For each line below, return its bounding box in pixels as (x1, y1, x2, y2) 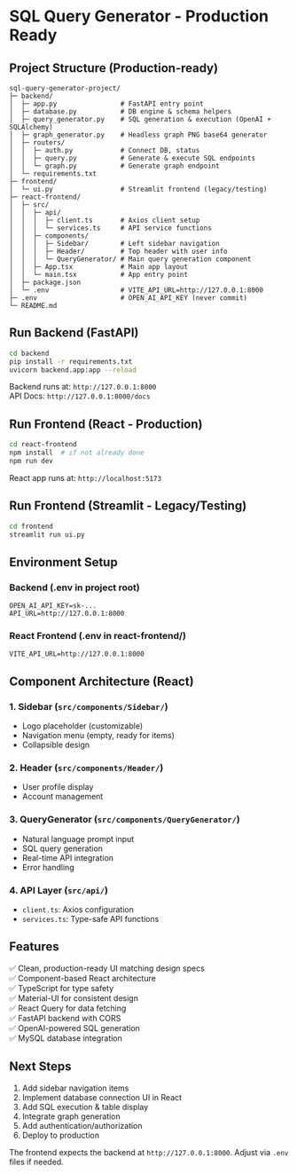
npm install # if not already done (9, 448, 145, 458)
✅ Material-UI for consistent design (9, 992, 139, 1004)
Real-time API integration (21, 852, 113, 863)
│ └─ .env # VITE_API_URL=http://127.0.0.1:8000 (9, 286, 264, 295)
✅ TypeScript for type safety (9, 982, 114, 993)
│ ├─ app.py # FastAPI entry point (9, 99, 204, 108)
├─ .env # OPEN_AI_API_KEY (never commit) (9, 294, 248, 303)
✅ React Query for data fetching (9, 1003, 127, 1013)
